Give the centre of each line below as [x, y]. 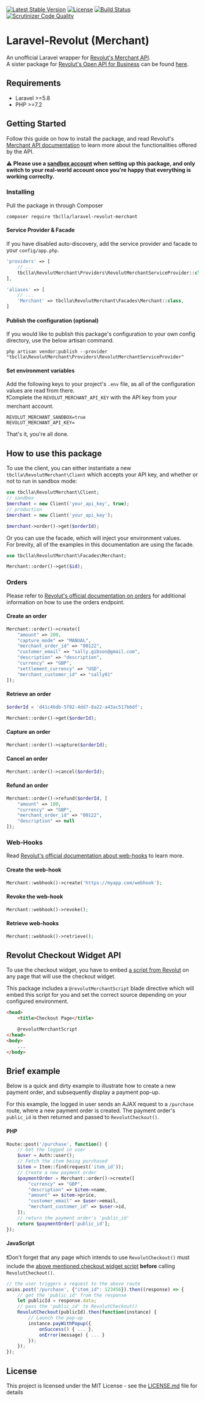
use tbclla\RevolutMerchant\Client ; [53, 492]
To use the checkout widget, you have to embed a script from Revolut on [98, 970]
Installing [20, 192]
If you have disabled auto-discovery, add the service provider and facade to [102, 244]
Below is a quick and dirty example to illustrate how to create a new [91, 1086]
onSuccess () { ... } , [67, 1329]
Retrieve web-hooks [33, 923]
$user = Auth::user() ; [46, 1156]
